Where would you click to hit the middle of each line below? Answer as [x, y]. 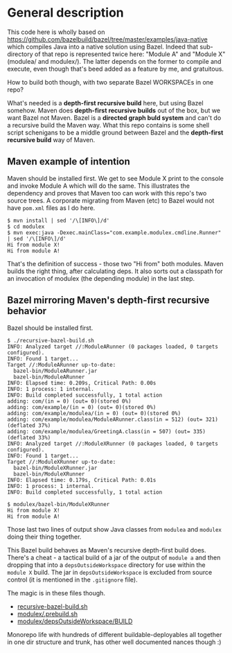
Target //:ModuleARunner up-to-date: [62, 365]
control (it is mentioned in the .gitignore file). [72, 580]
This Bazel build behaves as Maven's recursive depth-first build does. [107, 550]
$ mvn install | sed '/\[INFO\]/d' [59, 220]
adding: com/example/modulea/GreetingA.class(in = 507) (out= [99, 431]
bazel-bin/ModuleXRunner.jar [55, 468]
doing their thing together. [44, 537]
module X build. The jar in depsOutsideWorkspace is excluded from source [110, 572]
